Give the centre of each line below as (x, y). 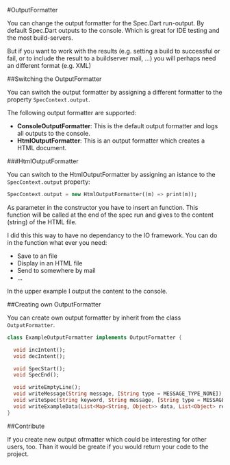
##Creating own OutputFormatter (54, 304)
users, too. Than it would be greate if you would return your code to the (108, 446)
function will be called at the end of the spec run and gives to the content (111, 215)
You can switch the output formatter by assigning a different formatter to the (115, 92)
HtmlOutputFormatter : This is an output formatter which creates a (111, 141)
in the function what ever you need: (57, 242)
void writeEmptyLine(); (47, 387)
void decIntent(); (40, 356)
